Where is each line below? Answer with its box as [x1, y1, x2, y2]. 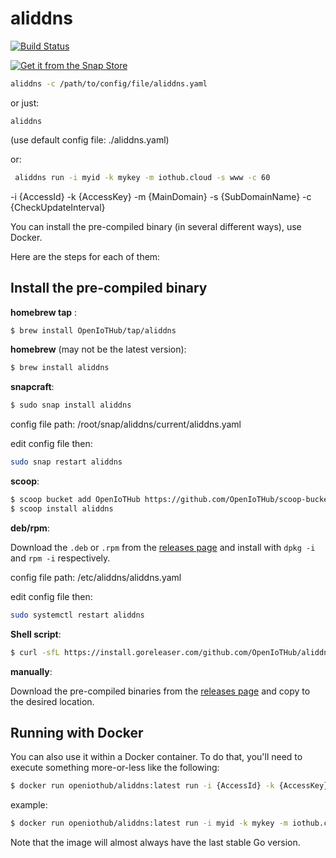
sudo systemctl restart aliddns [10, 610, 145, 620]
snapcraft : [10, 381, 55, 393]
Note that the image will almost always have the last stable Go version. [10, 837, 301, 849]
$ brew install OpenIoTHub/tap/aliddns [10, 325, 177, 336]
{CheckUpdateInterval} [10, 201, 106, 213]
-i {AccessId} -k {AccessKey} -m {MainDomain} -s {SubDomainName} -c [10, 190, 312, 202]
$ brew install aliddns [10, 363, 110, 373]
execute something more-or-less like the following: [10, 762, 220, 774]
